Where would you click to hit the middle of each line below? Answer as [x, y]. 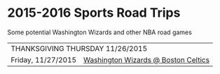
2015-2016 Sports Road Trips [94, 13]
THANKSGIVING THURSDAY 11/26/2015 [79, 48]
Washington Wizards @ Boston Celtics [146, 59]
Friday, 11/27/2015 [44, 59]
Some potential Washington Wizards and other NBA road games [100, 32]
